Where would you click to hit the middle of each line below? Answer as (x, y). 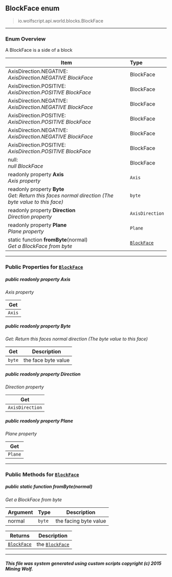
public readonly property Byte (38, 326)
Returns (20, 535)
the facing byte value (81, 521)
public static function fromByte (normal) (49, 487)
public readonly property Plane (39, 421)
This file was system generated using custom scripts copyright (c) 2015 (83, 564)
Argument (20, 512)
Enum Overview (26, 39)
